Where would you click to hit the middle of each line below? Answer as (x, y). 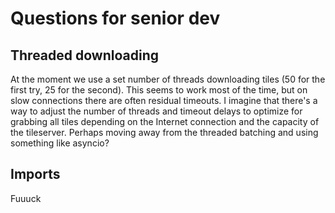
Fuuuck (26, 198)
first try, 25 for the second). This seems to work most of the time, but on (159, 90)
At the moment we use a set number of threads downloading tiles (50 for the (168, 79)
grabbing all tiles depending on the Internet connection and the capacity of (165, 121)
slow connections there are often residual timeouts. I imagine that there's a (164, 100)
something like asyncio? (60, 143)
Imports (35, 174)
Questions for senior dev (115, 18)
